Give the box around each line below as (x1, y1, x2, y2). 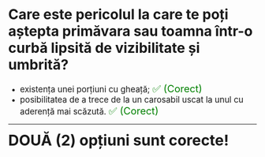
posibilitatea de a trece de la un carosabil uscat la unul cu (19, 94, 244, 105)
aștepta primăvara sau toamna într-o (8, 22, 253, 40)
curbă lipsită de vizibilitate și (8, 39, 200, 57)
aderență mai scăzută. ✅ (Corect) (19, 104, 159, 118)
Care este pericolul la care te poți (8, 6, 229, 24)
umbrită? (8, 56, 69, 74)
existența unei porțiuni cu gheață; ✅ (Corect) (19, 81, 203, 95)
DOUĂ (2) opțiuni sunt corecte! (8, 130, 230, 149)
